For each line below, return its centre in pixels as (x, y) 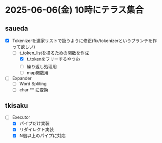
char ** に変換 (34, 90)
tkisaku (17, 105)
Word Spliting (33, 84)
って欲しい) (24, 47)
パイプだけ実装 (34, 123)
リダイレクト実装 (37, 129)
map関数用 (38, 73)
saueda (17, 28)
